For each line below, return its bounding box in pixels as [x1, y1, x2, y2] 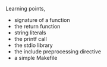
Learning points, [5, 5, 46, 12]
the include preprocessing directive [14, 48, 102, 55]
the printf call [14, 36, 47, 42]
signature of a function [14, 17, 70, 23]
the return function [14, 23, 61, 30]
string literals [14, 29, 46, 36]
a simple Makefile [14, 55, 58, 61]
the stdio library [14, 42, 53, 49]
